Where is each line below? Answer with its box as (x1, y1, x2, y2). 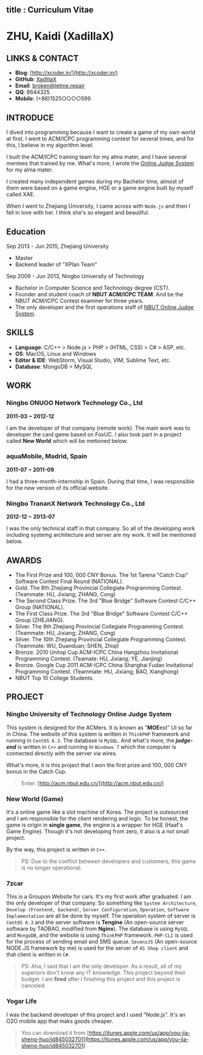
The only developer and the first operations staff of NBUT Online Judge (15, 304, 194, 311)
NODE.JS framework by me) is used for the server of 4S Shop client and (6, 945, 189, 952)
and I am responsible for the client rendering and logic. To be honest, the (6, 814, 188, 822)
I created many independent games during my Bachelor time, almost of (6, 178, 184, 185)
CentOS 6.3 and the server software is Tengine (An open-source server (6, 919, 184, 926)
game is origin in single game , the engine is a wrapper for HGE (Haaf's (6, 821, 184, 828)
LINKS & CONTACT (6, 53, 79, 63)
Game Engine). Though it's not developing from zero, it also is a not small (6, 827, 189, 835)
